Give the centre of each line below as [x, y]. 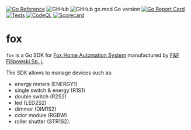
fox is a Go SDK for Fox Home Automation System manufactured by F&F [93, 55]
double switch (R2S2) [41, 96]
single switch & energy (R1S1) [50, 90]
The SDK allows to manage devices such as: [59, 73]
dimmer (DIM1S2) [35, 109]
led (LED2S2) [30, 102]
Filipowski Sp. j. [25, 61]
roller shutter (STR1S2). [43, 121]
